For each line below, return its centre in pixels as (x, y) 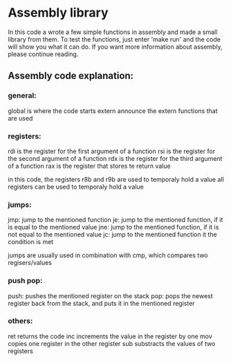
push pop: (25, 281)
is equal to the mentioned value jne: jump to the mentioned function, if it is (113, 227)
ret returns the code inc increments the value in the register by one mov (110, 336)
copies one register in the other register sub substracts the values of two (112, 343)
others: (20, 321)
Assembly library (58, 13)
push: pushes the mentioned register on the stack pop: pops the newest (110, 295)
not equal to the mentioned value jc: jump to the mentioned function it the (112, 234)
